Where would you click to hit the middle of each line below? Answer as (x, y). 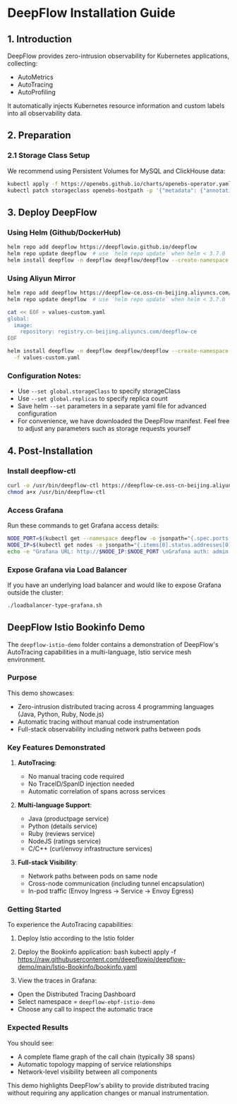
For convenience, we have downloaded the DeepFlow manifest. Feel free (123, 421)
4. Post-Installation (50, 450)
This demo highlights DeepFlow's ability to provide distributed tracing (108, 1085)
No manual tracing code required (76, 777)
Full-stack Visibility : (48, 863)
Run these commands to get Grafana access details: (83, 525)
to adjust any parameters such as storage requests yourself (104, 429)
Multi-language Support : (55, 805)
